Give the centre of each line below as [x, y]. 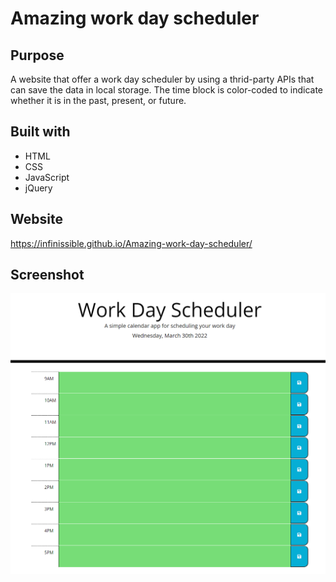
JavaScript [47, 177]
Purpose [37, 55]
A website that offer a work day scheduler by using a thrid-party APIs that [162, 79]
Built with [40, 132]
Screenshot [47, 275]
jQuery [38, 188]
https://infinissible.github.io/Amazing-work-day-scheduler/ [131, 243]
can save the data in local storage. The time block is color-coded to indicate [166, 90]
